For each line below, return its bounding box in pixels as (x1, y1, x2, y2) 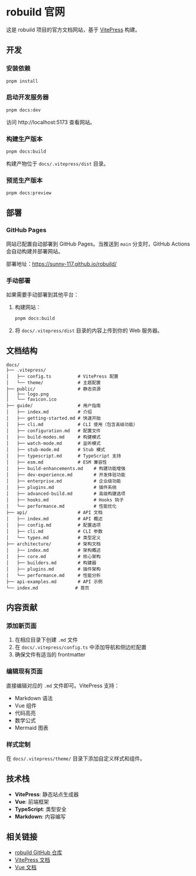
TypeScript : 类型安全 (14, 806, 67, 813)
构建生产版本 (6, 134, 43, 143)
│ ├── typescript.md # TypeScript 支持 (6, 453, 121, 459)
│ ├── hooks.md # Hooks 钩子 (6, 497, 124, 503)
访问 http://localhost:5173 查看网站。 (6, 118, 96, 125)
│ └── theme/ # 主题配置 (6, 379, 101, 385)
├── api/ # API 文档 (6, 510, 103, 516)
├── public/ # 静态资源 (6, 386, 101, 392)
